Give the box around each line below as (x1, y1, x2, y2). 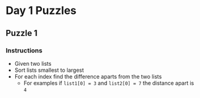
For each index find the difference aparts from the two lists (14, 72, 162, 80)
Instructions (5, 46, 43, 55)
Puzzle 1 (5, 28, 38, 38)
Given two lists (14, 60, 52, 67)
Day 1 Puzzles (5, 4, 77, 18)
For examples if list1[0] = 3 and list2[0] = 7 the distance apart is (23, 79, 195, 86)
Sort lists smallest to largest (14, 66, 84, 74)
